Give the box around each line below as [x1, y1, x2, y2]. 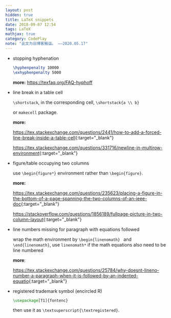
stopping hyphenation [12, 55, 59, 61]
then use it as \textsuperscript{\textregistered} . [12, 307, 120, 313]
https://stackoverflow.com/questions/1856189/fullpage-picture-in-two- [12, 210, 163, 217]
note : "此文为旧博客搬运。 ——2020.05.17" [5, 41, 88, 46]
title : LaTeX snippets [5, 17, 54, 22]
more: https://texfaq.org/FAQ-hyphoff [12, 79, 93, 85]
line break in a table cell [12, 89, 63, 95]
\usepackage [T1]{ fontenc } [12, 298, 68, 303]
